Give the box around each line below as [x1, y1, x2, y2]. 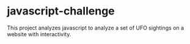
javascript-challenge [7, 4, 115, 18]
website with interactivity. [7, 30, 71, 37]
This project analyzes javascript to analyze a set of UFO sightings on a [7, 24, 185, 31]
